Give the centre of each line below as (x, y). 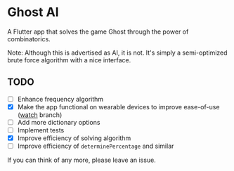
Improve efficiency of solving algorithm (74, 138)
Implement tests (41, 130)
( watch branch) (40, 115)
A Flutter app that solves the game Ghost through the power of (98, 32)
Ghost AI (33, 12)
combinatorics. (29, 39)
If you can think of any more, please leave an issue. (82, 160)
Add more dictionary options (59, 122)
